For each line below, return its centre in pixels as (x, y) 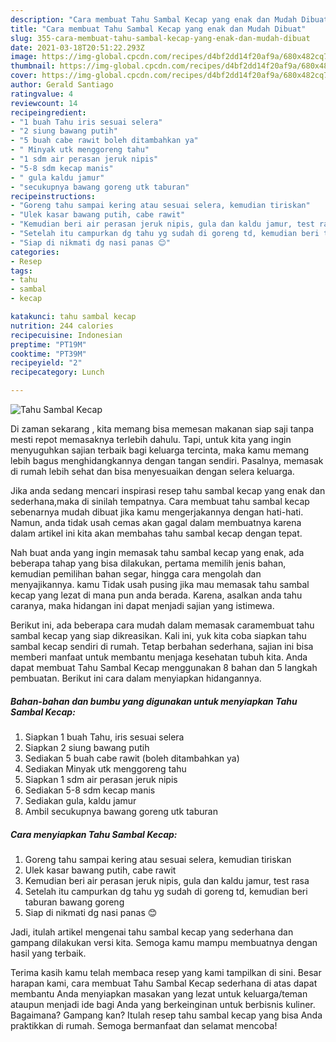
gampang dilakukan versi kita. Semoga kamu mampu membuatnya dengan (164, 942)
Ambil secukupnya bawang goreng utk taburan (121, 811)
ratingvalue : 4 (42, 94)
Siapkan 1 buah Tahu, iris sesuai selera (104, 737)
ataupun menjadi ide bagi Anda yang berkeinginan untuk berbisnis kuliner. (163, 1004)
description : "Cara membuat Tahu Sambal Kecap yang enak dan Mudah (154, 19)
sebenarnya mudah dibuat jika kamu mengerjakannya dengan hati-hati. (157, 512)
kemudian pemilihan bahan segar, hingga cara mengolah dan (136, 574)
